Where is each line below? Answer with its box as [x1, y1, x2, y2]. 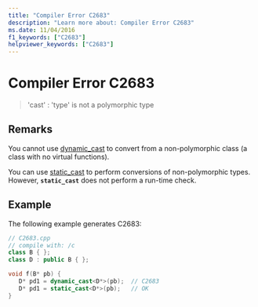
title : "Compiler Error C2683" [8, 11, 111, 20]
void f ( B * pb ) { [8, 270, 61, 278]
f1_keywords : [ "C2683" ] [8, 33, 86, 42]
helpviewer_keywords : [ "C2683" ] [8, 41, 114, 49]
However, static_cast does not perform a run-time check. [8, 175, 197, 185]
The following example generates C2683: [8, 219, 142, 228]
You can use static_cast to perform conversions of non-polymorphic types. [8, 167, 251, 176]
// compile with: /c [8, 241, 76, 249]
